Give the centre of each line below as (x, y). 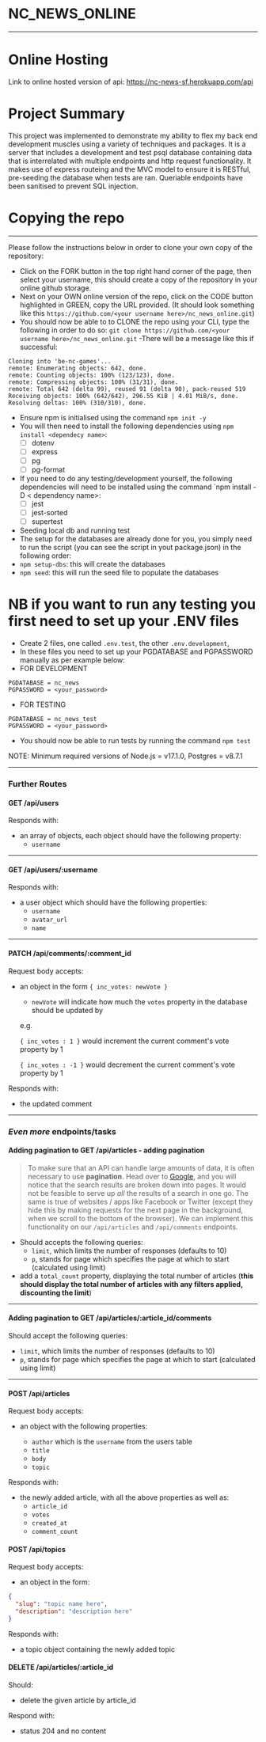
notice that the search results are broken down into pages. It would (137, 1185)
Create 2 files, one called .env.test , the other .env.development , (124, 643)
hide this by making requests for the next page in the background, (135, 1210)
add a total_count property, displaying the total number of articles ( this (137, 1276)
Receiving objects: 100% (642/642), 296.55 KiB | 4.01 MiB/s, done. (123, 396)
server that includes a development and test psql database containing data (130, 152)
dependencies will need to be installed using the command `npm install (135, 487)
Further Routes (38, 784)
